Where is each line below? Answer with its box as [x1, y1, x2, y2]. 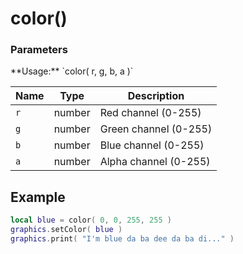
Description [127, 89, 185, 103]
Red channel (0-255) [99, 106, 202, 120]
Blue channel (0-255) [99, 138, 205, 152]
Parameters [10, 43, 68, 57]
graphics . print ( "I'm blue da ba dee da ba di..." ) [10, 234, 235, 244]
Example [10, 188, 66, 206]
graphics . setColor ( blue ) [10, 225, 123, 235]
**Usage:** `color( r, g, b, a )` [10, 65, 134, 77]
